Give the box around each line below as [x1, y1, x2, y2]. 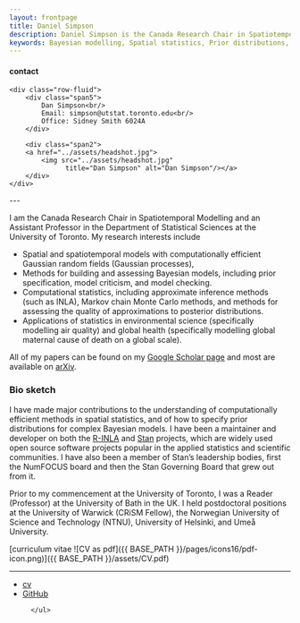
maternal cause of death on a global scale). [21, 335, 182, 346]
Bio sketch [9, 384, 56, 397]
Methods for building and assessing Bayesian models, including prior [21, 268, 277, 278]
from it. [9, 471, 36, 482]
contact [9, 65, 39, 76]
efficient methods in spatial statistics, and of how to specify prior [9, 414, 248, 424]
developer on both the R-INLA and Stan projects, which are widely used [9, 432, 273, 443]
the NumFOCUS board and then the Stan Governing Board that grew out [9, 461, 275, 472]
